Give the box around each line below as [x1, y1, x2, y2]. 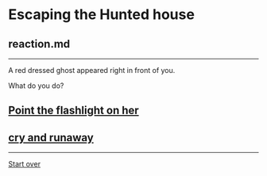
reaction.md [8, 37, 71, 51]
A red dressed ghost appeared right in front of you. [8, 66, 176, 75]
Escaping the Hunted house [8, 6, 195, 24]
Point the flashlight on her [8, 104, 139, 117]
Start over [8, 159, 41, 169]
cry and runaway [8, 131, 94, 144]
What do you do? [8, 81, 64, 90]
